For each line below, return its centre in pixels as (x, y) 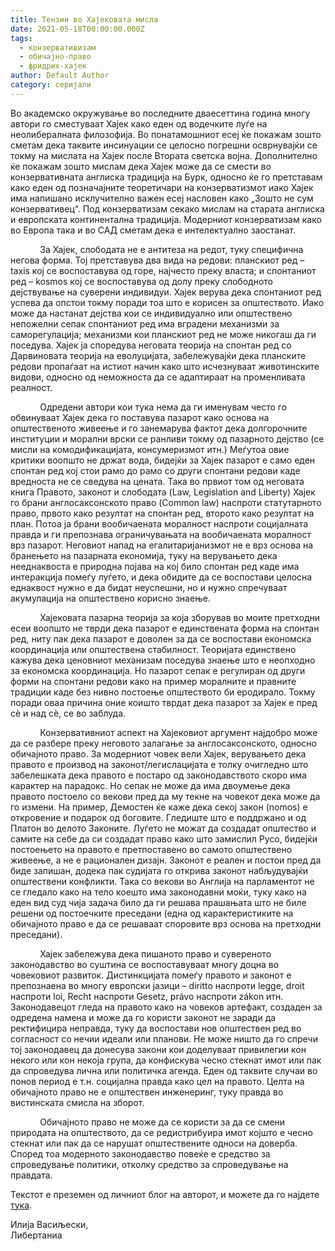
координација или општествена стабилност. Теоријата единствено (153, 649)
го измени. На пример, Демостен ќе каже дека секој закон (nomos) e (159, 807)
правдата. (31, 1175)
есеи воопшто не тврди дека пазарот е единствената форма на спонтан (165, 628)
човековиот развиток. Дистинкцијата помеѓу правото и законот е (151, 975)
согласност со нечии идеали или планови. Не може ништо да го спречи (164, 1038)
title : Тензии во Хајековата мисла (84, 19)
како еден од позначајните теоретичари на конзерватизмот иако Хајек (162, 187)
